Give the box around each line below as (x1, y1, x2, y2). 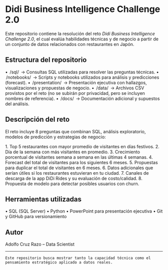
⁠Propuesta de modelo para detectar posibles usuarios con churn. (5, 181, 139, 187)
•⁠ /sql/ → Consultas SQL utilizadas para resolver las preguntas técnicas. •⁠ (5, 69, 159, 75)
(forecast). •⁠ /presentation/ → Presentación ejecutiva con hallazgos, (5, 79, 147, 85)
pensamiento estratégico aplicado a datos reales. (5, 260, 113, 265)
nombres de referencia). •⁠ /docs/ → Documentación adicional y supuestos (5, 95, 160, 101)
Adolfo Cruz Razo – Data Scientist (5, 241, 75, 248)
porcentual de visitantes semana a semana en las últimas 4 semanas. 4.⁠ (5, 154, 153, 160)
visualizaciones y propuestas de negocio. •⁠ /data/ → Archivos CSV (5, 85, 144, 91)
